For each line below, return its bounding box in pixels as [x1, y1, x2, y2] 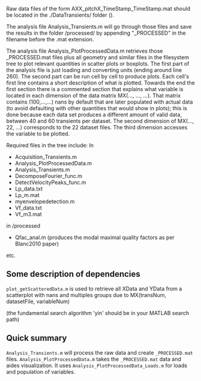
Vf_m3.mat [14, 211, 42, 217]
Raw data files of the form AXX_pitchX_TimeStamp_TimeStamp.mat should [6, 5, 191, 12]
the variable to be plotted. [6, 130, 70, 137]
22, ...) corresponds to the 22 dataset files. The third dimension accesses [6, 124, 188, 131]
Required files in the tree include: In [6, 142, 94, 149]
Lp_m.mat [14, 192, 40, 198]
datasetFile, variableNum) [6, 298, 70, 305]
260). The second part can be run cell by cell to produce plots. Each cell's [6, 73, 190, 80]
